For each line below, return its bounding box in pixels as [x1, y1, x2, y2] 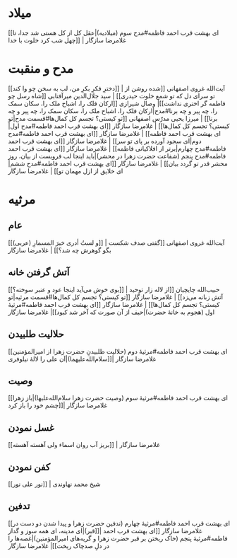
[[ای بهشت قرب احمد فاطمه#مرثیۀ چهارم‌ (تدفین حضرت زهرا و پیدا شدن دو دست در [8, 518, 231, 528]
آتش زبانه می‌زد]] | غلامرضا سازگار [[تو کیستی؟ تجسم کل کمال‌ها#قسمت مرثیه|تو [8, 292, 224, 301]
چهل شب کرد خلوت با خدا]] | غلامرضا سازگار [8, 35, 126, 44]
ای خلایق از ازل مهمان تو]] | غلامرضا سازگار [8, 166, 123, 175]
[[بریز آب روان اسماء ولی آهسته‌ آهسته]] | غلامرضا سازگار [8, 441, 161, 449]
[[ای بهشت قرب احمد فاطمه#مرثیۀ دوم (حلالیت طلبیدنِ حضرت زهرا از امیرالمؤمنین [8, 347, 228, 355]
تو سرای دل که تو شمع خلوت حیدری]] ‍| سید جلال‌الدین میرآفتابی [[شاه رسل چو [8, 91, 216, 100]
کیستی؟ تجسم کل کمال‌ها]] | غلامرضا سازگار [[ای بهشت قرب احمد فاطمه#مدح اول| [8, 122, 230, 130]
